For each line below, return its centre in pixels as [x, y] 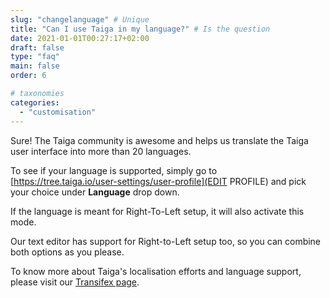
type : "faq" [35, 57]
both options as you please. [67, 252]
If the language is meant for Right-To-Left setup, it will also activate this [157, 211]
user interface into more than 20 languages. [101, 151]
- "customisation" [58, 112]
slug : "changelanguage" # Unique [80, 19]
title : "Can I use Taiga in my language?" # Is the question [140, 29]
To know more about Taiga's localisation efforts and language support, [156, 271]
